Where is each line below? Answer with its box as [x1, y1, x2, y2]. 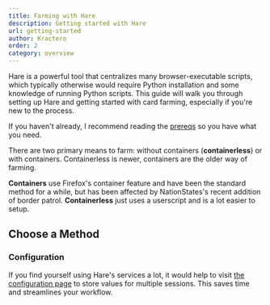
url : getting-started [8, 27, 82, 35]
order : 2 [8, 42, 38, 50]
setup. [8, 204, 30, 214]
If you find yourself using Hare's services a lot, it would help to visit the [8, 269, 245, 279]
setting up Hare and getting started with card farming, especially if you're [8, 98, 253, 107]
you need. [8, 130, 42, 140]
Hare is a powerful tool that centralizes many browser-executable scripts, [8, 72, 253, 81]
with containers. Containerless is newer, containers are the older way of [8, 154, 248, 164]
